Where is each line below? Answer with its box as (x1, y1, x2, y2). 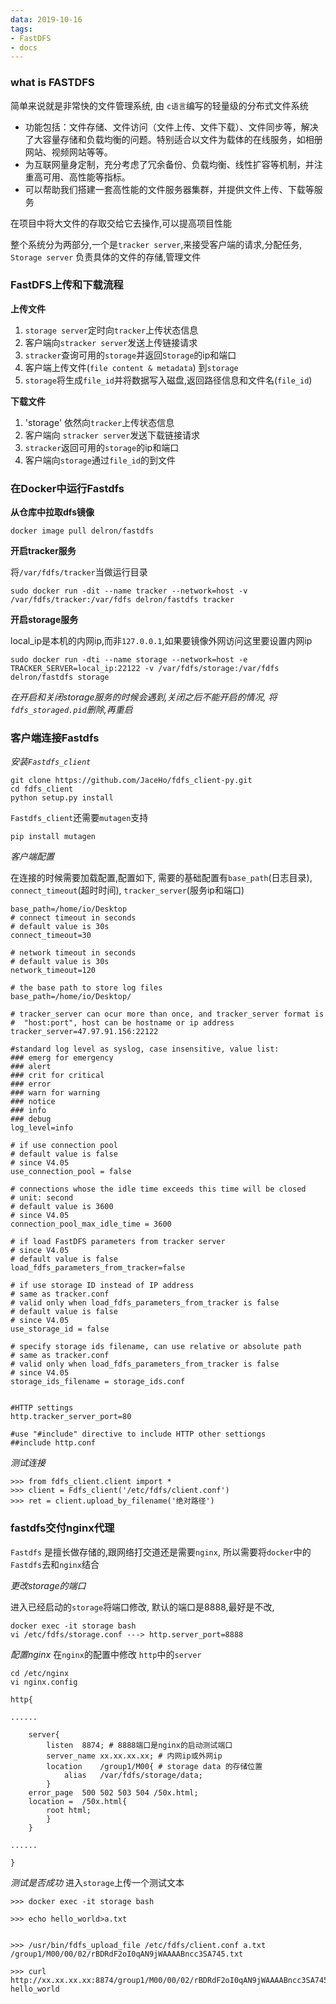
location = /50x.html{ (28, 1796, 128, 1806)
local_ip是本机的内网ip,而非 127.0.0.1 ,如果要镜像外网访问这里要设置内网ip (10, 635, 313, 647)
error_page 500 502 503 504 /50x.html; (28, 1787, 199, 1798)
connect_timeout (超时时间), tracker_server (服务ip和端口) (10, 884, 245, 896)
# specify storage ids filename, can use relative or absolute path (10, 1342, 302, 1352)
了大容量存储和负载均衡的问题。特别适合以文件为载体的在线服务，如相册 (24, 133, 323, 145)
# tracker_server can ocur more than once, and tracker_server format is (10, 1009, 325, 1020)
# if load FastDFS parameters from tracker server (10, 1237, 226, 1247)
